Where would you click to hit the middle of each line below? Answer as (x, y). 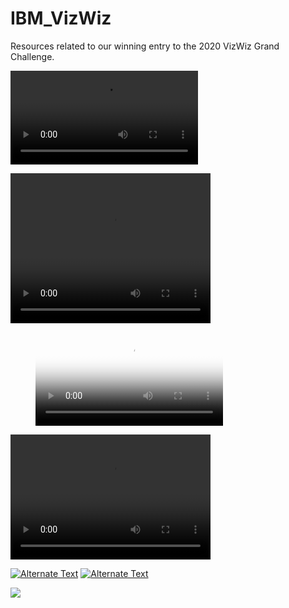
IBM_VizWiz (61, 18)
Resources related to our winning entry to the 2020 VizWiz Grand (145, 46)
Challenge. (32, 56)
